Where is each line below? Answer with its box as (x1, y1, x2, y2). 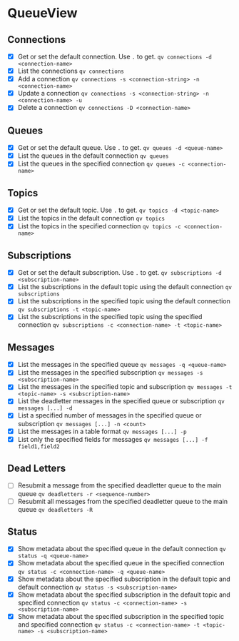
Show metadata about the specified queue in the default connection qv (17, 545, 226, 553)
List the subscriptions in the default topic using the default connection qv (17, 283, 232, 291)
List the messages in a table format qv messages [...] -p (17, 427, 187, 435)
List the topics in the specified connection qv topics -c (17, 222, 181, 231)
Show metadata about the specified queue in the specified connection (17, 559, 225, 567)
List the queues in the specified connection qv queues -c (17, 159, 185, 168)
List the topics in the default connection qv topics (17, 214, 166, 223)
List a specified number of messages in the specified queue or (17, 411, 202, 420)
